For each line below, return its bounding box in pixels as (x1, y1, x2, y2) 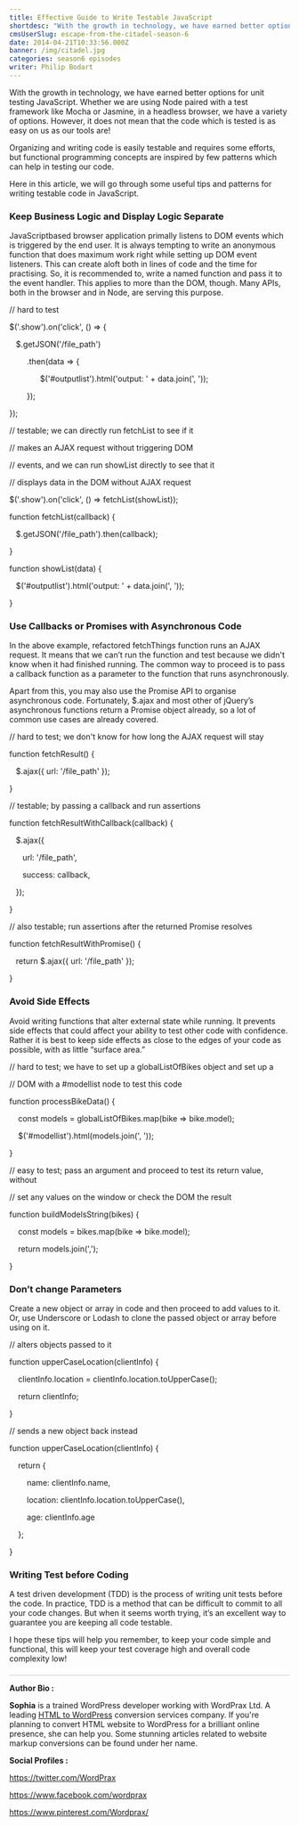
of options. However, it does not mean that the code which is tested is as (9, 115, 276, 126)
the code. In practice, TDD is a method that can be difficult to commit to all (9, 1598, 283, 1609)
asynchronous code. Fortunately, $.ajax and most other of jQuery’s (9, 696, 255, 706)
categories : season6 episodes (9, 54, 122, 63)
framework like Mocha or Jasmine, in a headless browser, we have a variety (9, 106, 287, 117)
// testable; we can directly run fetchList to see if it (9, 425, 194, 436)
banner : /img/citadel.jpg (9, 46, 105, 55)
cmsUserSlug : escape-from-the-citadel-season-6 (9, 29, 190, 38)
